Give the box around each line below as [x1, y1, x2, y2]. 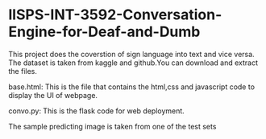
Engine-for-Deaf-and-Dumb [8, 22, 201, 41]
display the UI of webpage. [8, 90, 98, 100]
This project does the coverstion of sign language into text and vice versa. [8, 49, 256, 59]
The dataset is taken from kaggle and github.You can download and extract [8, 58, 258, 67]
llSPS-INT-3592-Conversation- [8, 6, 222, 24]
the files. [8, 66, 38, 76]
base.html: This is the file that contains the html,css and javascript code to [8, 82, 256, 92]
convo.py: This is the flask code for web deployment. [8, 106, 185, 116]
